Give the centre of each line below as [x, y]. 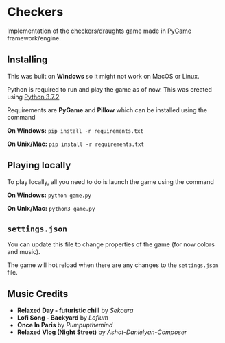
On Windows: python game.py [49, 195]
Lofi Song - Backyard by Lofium [62, 318]
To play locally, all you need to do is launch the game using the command [111, 181]
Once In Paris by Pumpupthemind [65, 325]
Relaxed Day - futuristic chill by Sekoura [75, 310]
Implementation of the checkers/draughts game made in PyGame [99, 31]
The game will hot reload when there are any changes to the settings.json [113, 265]
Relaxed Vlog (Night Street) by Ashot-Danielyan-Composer [102, 332]
